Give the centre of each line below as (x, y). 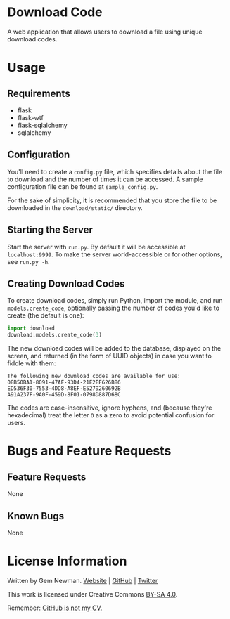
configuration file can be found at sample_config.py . (83, 186)
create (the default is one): (46, 315)
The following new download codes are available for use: (94, 377)
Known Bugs (36, 516)
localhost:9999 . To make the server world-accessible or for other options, (115, 254)
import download (31, 328)
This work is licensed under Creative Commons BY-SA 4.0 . (92, 594)
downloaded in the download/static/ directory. (75, 207)
